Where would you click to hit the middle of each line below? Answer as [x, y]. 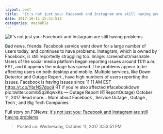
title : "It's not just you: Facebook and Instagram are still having [78, 14]
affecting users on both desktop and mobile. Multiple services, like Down [78, 72]
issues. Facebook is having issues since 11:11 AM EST [58, 82]
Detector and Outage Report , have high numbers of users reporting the [77, 77]
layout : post [18, 9]
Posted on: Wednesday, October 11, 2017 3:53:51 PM [69, 127]
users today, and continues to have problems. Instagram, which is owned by [81, 51]
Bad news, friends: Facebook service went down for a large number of [76, 46]
